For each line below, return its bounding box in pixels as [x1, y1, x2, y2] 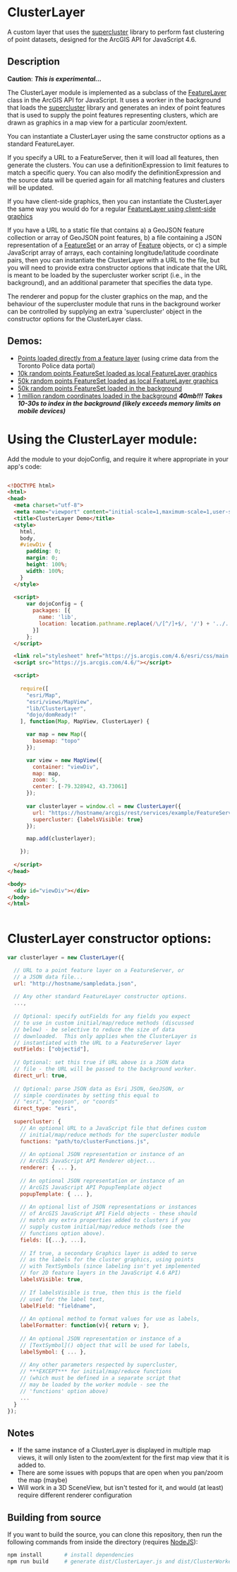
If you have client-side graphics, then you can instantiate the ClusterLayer [7, 197, 222, 205]
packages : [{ [32, 607, 71, 614]
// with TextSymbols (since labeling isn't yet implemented [20, 1263, 200, 1270]
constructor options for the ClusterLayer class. [7, 314, 143, 323]
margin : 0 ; [25, 555, 59, 562]
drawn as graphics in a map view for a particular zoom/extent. [7, 118, 188, 127]
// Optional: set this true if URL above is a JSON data [13, 1059, 185, 1066]
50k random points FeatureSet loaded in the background [17, 383, 182, 393]
